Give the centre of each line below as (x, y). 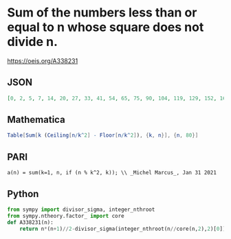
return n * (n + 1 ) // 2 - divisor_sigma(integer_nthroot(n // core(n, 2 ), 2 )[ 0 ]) (123, 229)
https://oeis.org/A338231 (43, 60)
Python (23, 194)
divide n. (33, 42)
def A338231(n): (30, 222)
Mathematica (36, 120)
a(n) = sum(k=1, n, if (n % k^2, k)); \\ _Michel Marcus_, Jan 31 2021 (112, 173)
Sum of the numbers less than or (102, 13)
